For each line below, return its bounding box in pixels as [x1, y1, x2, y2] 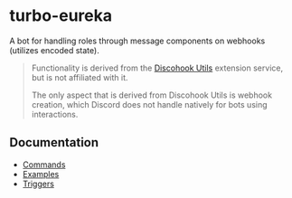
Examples [22, 168, 60, 179]
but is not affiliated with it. [31, 71, 128, 82]
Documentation [9, 135, 99, 150]
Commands [22, 159, 66, 170]
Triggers [22, 178, 54, 189]
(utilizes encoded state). [9, 44, 99, 55]
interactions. [31, 108, 79, 119]
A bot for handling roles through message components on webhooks [9, 35, 266, 46]
